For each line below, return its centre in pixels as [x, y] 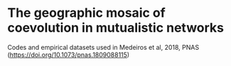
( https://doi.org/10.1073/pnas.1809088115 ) [69, 55]
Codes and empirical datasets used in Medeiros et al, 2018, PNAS [103, 47]
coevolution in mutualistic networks [116, 28]
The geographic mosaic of [86, 13]
